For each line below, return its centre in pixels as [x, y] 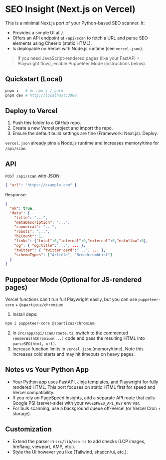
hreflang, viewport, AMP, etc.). [44, 447]
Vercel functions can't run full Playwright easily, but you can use [71, 300]
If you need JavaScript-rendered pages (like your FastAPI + [79, 58]
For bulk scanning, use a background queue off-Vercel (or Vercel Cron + [86, 408]
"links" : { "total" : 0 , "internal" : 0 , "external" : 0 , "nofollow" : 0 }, [81, 241]
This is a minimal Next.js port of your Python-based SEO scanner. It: [75, 23]
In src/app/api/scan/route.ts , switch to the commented [70, 333]
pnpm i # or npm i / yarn [34, 91]
